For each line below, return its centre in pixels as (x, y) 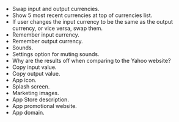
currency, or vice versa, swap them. (57, 28)
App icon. (24, 80)
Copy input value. (34, 67)
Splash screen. (31, 87)
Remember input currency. (46, 35)
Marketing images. (35, 93)
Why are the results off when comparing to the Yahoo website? (91, 61)
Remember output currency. (48, 41)
